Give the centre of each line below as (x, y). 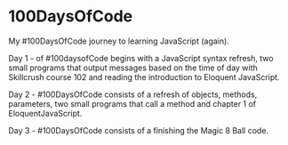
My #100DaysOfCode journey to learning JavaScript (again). (119, 41)
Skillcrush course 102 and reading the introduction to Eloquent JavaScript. (144, 77)
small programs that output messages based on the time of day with (133, 68)
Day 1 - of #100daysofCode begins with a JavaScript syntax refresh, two (141, 58)
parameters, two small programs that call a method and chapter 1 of (132, 103)
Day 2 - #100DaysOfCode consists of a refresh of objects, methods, (133, 94)
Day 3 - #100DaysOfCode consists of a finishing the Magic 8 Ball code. (138, 130)
